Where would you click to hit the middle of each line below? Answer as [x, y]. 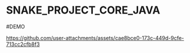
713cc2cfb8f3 [23, 44]
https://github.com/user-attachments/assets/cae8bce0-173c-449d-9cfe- [95, 38]
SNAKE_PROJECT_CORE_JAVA [83, 10]
